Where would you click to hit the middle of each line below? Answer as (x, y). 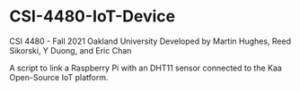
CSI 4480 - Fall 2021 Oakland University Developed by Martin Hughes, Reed (150, 41)
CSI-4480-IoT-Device (93, 17)
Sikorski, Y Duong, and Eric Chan (71, 50)
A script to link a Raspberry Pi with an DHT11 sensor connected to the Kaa (146, 68)
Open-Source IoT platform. (59, 77)
